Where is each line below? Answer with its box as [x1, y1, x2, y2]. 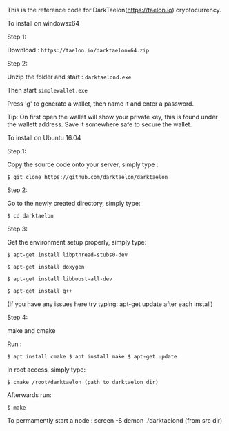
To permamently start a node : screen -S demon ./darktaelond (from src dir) [7, 416, 223, 424]
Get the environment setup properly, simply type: [7, 238, 147, 246]
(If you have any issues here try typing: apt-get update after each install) [7, 300, 213, 308]
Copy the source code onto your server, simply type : [7, 160, 159, 169]
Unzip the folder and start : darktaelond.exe [7, 73, 132, 81]
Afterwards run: [7, 391, 52, 399]
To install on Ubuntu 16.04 [7, 134, 81, 142]
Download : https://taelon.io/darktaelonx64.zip [7, 46, 150, 54]
